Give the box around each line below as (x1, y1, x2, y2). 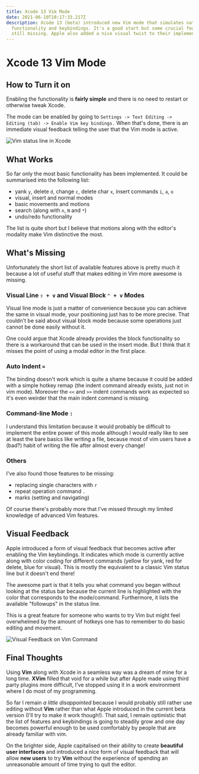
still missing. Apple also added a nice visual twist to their (11, 31, 171, 37)
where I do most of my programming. (6, 688, 97, 695)
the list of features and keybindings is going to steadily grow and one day (6, 718, 185, 725)
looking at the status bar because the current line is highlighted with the (6, 587, 182, 595)
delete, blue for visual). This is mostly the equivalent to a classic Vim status (6, 563, 190, 570)
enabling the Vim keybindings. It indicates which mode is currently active (6, 551, 185, 558)
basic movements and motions (14, 200, 90, 207)
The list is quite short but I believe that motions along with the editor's (6, 224, 176, 232)
